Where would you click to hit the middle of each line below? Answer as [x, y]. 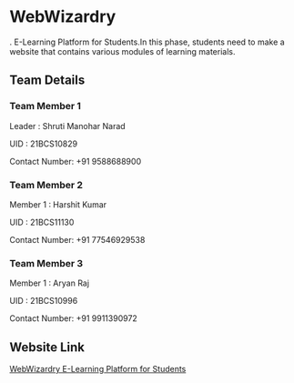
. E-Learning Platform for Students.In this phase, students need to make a [147, 42]
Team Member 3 [46, 263]
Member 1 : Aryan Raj [49, 283]
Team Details [47, 81]
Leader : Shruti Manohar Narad [67, 126]
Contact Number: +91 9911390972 [74, 318]
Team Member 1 [46, 106]
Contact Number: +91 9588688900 [76, 161]
